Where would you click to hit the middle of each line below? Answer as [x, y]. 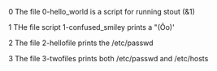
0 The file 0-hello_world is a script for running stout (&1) [102, 12]
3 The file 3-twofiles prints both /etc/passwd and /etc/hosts [108, 58]
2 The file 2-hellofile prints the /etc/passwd [81, 43]
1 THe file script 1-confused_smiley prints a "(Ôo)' [91, 27]
